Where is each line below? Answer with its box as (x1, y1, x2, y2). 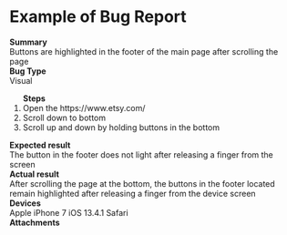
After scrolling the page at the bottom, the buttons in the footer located (9, 178, 275, 189)
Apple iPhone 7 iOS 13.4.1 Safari (9, 207, 129, 218)
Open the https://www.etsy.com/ (22, 102, 146, 113)
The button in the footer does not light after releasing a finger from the (9, 148, 273, 160)
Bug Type (9, 66, 47, 77)
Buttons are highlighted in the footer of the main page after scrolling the (9, 46, 279, 56)
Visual (9, 75, 33, 86)
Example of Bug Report (9, 6, 187, 27)
